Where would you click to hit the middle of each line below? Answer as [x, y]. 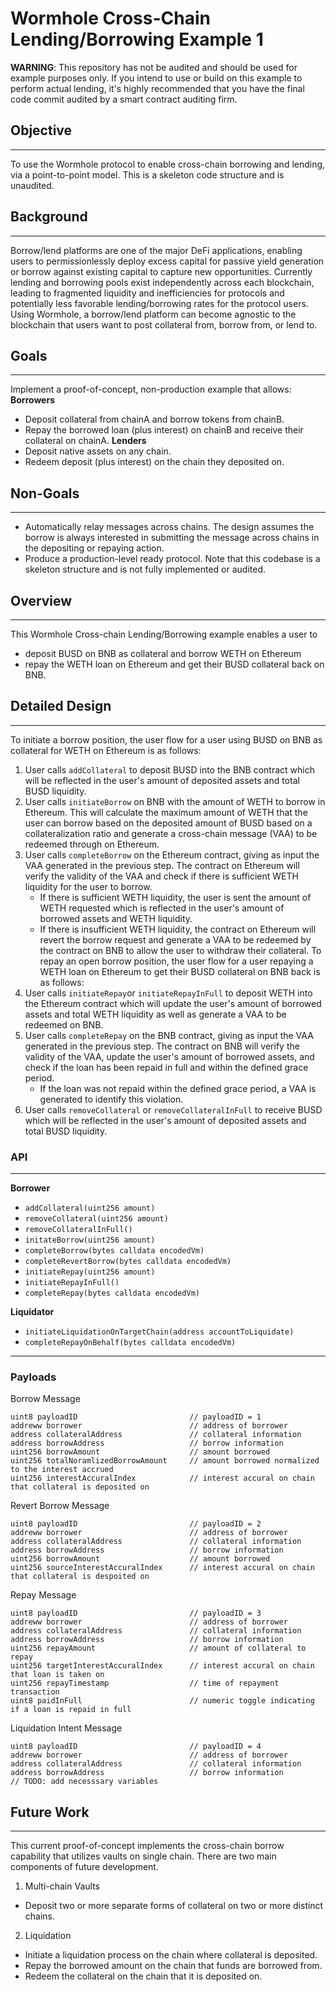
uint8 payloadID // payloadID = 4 [136, 1747]
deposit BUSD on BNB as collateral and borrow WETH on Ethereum [163, 653]
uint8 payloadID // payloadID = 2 [136, 1524]
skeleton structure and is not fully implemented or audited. [145, 569]
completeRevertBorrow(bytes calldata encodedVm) [128, 1262]
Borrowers [32, 400]
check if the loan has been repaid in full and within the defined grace [166, 1067]
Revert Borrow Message [60, 1506]
